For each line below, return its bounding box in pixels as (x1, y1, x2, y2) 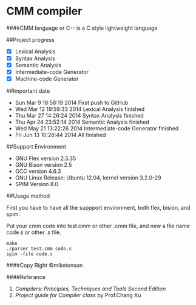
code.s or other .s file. (6, 229, 62, 236)
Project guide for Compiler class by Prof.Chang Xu (15, 292, 141, 299)
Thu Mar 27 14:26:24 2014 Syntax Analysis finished (15, 112, 144, 119)
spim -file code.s (6, 251, 53, 257)
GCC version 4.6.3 (15, 168, 61, 175)
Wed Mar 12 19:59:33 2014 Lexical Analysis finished (15, 106, 145, 113)
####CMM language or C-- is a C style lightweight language (6, 24, 158, 32)
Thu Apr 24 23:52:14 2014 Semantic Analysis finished (15, 118, 150, 126)
